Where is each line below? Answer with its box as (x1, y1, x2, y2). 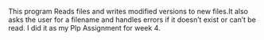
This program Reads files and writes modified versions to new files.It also (8, 7, 249, 16)
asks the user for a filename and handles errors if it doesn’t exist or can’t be (8, 15, 257, 24)
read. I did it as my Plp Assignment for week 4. (8, 24, 161, 32)
